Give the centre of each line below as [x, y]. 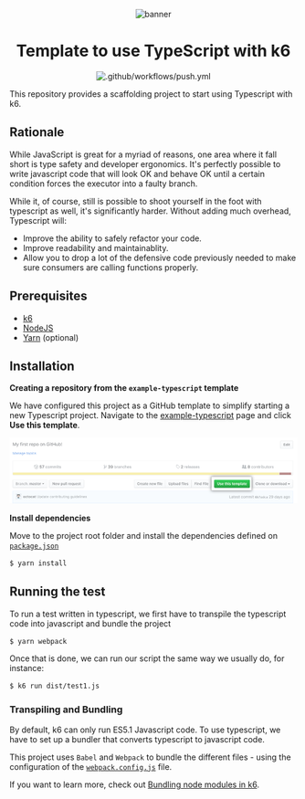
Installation [42, 366]
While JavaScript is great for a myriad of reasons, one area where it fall [143, 154]
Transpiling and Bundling [66, 710]
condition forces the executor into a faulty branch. [104, 184]
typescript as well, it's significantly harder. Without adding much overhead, [151, 211]
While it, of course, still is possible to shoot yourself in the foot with [136, 201]
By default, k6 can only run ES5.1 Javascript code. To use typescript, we [145, 730]
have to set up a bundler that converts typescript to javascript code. [137, 739]
